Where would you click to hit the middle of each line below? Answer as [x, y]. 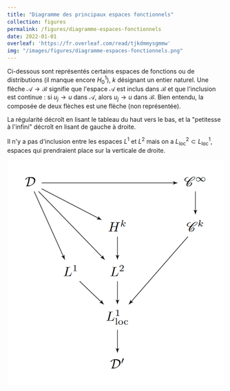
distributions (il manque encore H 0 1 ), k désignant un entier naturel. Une [108, 80]
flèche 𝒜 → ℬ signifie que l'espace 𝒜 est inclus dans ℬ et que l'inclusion [112, 89]
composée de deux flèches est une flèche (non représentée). [94, 106]
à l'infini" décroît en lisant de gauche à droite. [72, 127]
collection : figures [37, 22]
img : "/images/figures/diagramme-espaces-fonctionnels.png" [95, 51]
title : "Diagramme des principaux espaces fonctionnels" [91, 14]
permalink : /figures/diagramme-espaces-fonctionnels [84, 29]
